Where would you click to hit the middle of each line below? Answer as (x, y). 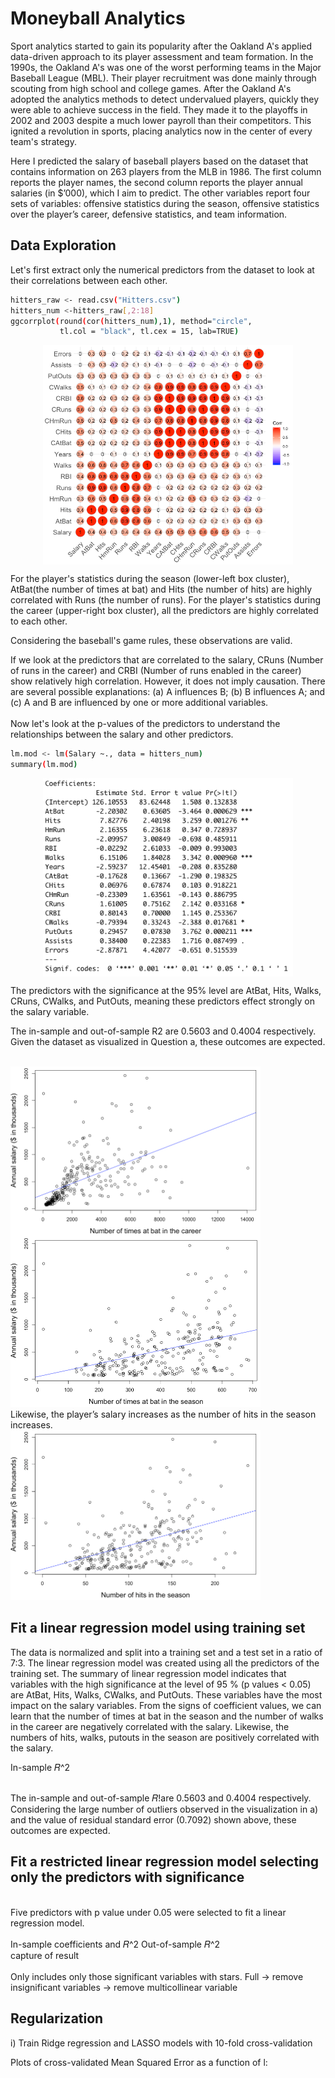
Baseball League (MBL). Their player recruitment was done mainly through (163, 78)
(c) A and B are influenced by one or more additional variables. (139, 703)
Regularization (57, 2018)
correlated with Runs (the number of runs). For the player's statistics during (166, 600)
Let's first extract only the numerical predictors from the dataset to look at (162, 269)
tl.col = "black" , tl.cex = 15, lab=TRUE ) (149, 332)
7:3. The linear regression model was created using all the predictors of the (165, 1663)
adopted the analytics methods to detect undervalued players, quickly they (165, 99)
